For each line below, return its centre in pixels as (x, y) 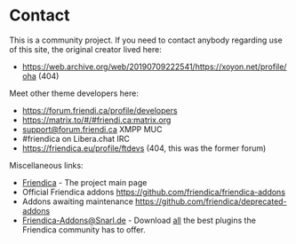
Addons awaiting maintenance (77, 201)
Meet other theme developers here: (74, 93)
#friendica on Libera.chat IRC (76, 138)
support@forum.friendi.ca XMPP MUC (92, 129)
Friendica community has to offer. (84, 229)
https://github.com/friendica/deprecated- (211, 201)
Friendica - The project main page (84, 182)
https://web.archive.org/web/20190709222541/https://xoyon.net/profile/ (154, 67)
